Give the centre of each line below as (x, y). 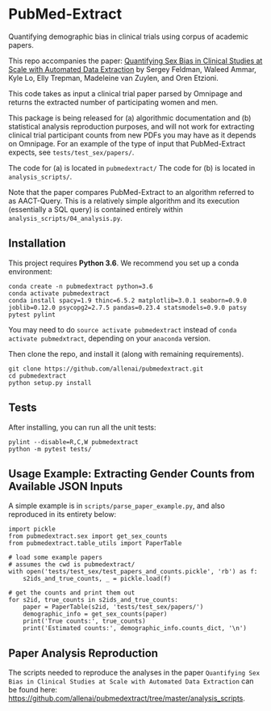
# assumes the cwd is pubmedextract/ (72, 565)
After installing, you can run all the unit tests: (82, 427)
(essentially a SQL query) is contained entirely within (96, 209)
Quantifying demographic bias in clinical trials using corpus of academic (128, 36)
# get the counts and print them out (72, 593)
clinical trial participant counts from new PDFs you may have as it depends (132, 135)
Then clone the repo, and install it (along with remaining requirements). (126, 353)
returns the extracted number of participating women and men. (113, 102)
